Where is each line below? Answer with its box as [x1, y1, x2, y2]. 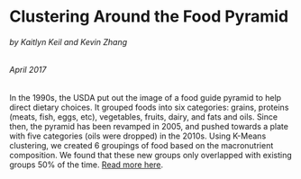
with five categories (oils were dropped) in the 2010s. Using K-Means [9, 130, 267, 141]
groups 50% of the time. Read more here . [9, 159, 164, 170]
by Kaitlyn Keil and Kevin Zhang [9, 36, 128, 47]
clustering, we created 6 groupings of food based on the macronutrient [9, 140, 274, 150]
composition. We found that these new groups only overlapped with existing [9, 150, 293, 160]
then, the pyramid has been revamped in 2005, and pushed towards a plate [9, 121, 288, 131]
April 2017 [9, 65, 47, 76]
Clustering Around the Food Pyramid [9, 6, 289, 27]
